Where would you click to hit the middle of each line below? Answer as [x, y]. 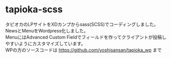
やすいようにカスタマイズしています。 [45, 43]
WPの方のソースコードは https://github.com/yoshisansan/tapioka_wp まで [83, 50]
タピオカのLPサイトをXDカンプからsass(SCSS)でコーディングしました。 [82, 24]
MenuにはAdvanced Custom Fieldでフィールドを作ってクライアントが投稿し [86, 37]
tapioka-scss [34, 9]
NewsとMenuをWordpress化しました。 [47, 31]
